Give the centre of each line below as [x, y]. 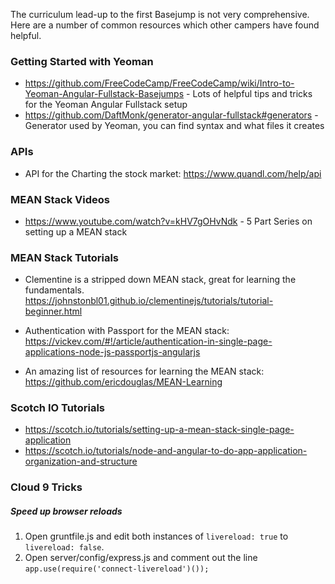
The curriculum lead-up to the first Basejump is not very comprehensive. [160, 14]
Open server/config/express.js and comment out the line [141, 558]
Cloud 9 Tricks [46, 487]
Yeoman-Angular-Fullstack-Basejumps [104, 94]
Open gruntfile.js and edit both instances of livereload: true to [156, 536]
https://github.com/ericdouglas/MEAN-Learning [123, 382]
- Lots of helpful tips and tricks [249, 94]
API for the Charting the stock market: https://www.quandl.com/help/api [173, 173]
